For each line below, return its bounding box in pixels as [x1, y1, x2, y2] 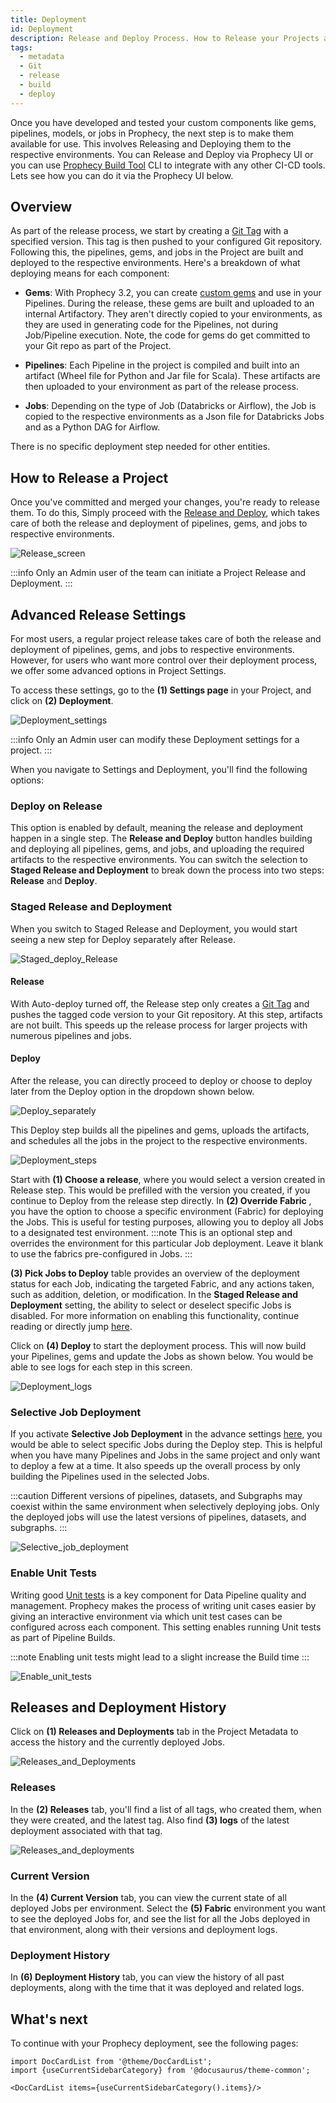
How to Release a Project [10, 469, 169, 486]
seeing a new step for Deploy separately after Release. [10, 933, 236, 945]
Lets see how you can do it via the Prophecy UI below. [10, 169, 234, 181]
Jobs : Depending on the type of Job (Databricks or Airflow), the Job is [24, 400, 317, 412]
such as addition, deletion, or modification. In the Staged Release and [10, 1289, 299, 1301]
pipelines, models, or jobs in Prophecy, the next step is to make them [10, 127, 295, 139]
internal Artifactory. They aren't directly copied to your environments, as [24, 308, 323, 320]
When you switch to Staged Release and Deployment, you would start [10, 922, 298, 935]
